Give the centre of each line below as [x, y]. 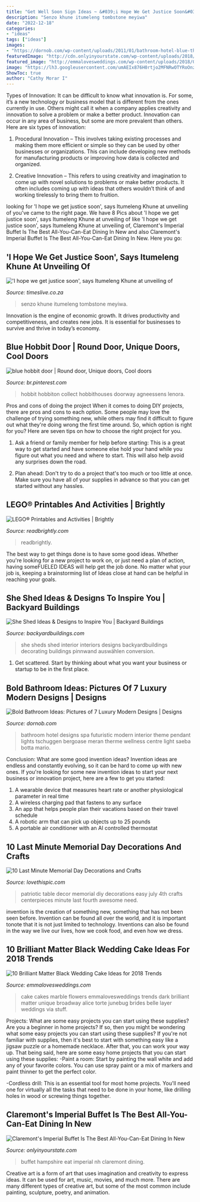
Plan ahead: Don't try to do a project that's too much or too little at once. [104, 473]
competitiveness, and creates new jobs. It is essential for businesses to [93, 322]
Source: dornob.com [32, 724]
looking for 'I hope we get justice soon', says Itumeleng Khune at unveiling [97, 206]
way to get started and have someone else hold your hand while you [99, 449]
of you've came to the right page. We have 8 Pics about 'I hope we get [93, 213]
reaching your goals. [31, 579]
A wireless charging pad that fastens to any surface [78, 803]
